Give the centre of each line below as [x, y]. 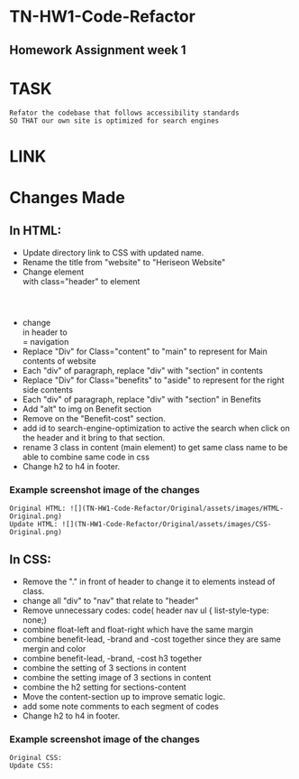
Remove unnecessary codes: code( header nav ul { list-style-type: [145, 610]
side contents [48, 389]
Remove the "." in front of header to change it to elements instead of [149, 581]
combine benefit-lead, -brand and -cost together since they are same [151, 639]
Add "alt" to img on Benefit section [87, 409]
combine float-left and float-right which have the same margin [138, 629]
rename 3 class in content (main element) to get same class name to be [155, 447]
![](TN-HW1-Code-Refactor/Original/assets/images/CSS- [167, 524]
